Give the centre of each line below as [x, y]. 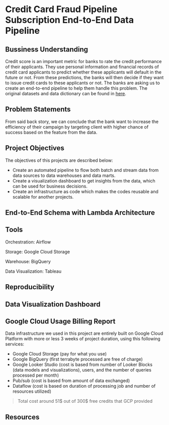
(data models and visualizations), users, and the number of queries [82, 370]
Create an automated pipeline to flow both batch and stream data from [86, 170]
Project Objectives [35, 148]
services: [15, 344]
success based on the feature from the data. [51, 132]
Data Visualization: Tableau [33, 271]
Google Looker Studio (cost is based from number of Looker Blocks [82, 365]
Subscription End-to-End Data [70, 20]
